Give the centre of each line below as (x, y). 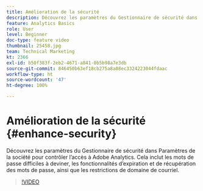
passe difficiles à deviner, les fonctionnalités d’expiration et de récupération (101, 163)
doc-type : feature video (38, 40)
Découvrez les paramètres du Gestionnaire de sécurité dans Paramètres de (101, 150)
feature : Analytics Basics (41, 23)
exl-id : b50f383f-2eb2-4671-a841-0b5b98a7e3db (66, 63)
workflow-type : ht (30, 74)
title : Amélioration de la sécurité (53, 12)
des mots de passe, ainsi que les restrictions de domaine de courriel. (93, 170)
